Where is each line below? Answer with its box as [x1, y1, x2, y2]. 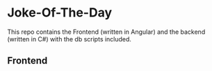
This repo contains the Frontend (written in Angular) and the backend [7, 28, 206, 36]
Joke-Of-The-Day [7, 5, 113, 21]
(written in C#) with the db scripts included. [7, 34, 132, 43]
